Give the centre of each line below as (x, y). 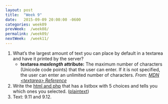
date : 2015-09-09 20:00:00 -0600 (43, 19)
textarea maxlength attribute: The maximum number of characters (91, 64)
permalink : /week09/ (27, 34)
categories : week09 (26, 24)
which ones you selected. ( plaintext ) (51, 91)
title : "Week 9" (24, 15)
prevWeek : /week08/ (27, 29)
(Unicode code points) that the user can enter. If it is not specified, (90, 69)
